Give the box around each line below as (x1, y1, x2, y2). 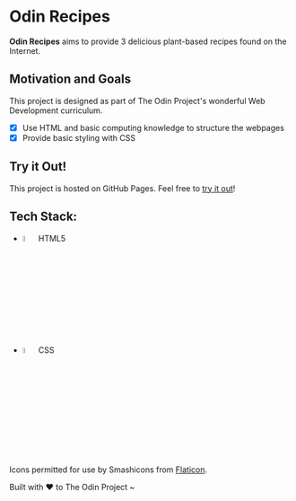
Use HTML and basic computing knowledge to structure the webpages (22, 122, 285, 133)
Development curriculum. (9, 105, 103, 116)
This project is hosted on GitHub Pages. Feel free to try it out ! (9, 182, 236, 194)
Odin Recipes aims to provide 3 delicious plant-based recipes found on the (9, 36, 287, 47)
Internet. (9, 45, 41, 56)
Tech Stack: (9, 209, 78, 224)
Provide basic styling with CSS (22, 132, 136, 143)
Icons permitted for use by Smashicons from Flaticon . (9, 464, 208, 475)
